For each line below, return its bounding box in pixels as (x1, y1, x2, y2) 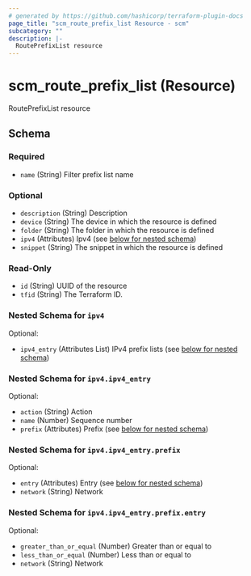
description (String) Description (19, 208, 128, 218)
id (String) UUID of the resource (19, 281, 128, 291)
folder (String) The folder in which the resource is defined (19, 226, 215, 235)
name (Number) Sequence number (19, 415, 132, 425)
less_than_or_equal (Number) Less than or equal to (19, 549, 192, 559)
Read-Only (8, 262, 52, 273)
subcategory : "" (8, 27, 63, 35)
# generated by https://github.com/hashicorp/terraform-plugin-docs (8, 11, 244, 20)
